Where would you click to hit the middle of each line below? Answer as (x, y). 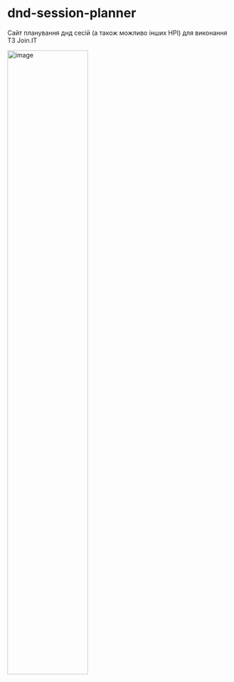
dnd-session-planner (72, 13)
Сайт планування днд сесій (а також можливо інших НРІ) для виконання (117, 33)
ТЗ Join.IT (22, 40)
